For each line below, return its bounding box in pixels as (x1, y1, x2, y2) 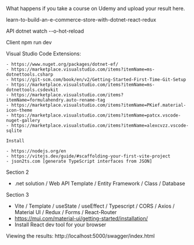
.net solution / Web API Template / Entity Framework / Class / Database (14, 180, 185, 187)
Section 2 (6, 169, 29, 176)
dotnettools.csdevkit (6, 87, 59, 93)
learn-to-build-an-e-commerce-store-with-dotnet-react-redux (6, 16, 156, 23)
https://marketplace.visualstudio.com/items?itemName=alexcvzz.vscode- (11, 123, 189, 128)
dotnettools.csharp (6, 72, 54, 78)
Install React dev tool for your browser (14, 221, 107, 228)
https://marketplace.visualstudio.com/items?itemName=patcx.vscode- (11, 113, 181, 118)
